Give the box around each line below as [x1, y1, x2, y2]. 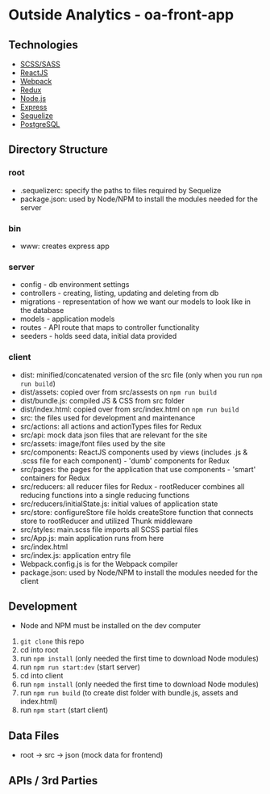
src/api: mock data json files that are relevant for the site [19, 430, 208, 440]
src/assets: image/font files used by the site [19, 438, 166, 448]
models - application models [19, 314, 115, 324]
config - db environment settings [19, 280, 130, 289]
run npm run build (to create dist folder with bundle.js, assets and [19, 688, 239, 698]
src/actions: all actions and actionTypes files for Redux [19, 421, 202, 431]
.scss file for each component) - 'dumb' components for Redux [19, 455, 230, 466]
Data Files [8, 729, 60, 742]
